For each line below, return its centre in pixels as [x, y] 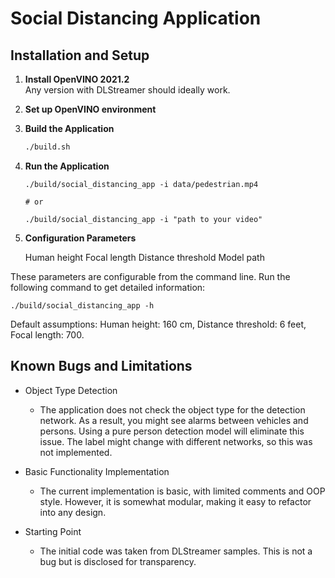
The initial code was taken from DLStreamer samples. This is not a [176, 551]
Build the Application [69, 128]
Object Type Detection [71, 390]
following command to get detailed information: [108, 287]
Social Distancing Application [136, 18]
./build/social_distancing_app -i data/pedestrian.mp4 [141, 184]
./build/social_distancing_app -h [82, 305]
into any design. [73, 512]
